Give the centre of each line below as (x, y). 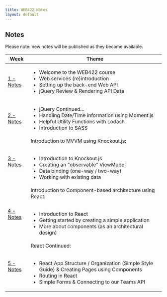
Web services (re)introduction (74, 79)
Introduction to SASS (63, 128)
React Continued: (51, 246)
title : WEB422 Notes (27, 10)
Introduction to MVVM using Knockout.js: (79, 141)
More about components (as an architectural (91, 227)
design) (48, 233)
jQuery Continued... (62, 109)
